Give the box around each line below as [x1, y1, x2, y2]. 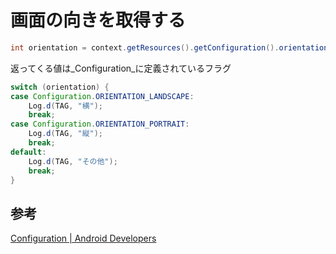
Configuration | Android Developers [10, 232, 157, 245]
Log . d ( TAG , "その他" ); [28, 156, 118, 166]
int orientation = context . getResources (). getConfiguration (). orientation [10, 42, 329, 53]
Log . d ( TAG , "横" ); [28, 101, 104, 111]
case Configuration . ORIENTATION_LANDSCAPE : [10, 91, 195, 101]
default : [10, 147, 47, 157]
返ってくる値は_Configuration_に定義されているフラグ [10, 62, 232, 74]
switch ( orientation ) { [10, 82, 110, 92]
